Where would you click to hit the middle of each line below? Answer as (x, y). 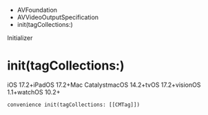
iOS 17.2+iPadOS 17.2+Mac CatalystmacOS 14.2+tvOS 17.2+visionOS (104, 85)
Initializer (20, 38)
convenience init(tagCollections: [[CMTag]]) (73, 105)
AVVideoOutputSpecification (58, 17)
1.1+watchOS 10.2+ (34, 92)
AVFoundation (37, 10)
